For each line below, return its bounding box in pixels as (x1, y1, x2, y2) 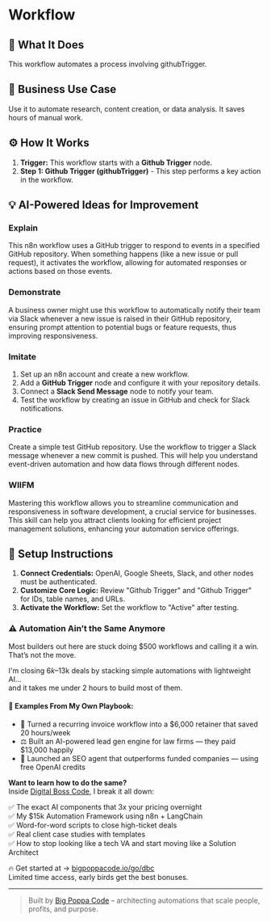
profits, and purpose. (27, 903, 98, 914)
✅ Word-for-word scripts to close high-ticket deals (8, 820, 177, 830)
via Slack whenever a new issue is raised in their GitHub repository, (8, 314, 232, 323)
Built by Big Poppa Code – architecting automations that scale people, (27, 895, 261, 905)
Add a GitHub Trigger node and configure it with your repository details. (19, 377, 261, 387)
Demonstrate (8, 287, 61, 298)
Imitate (8, 351, 37, 362)
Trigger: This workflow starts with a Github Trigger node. (19, 158, 213, 167)
